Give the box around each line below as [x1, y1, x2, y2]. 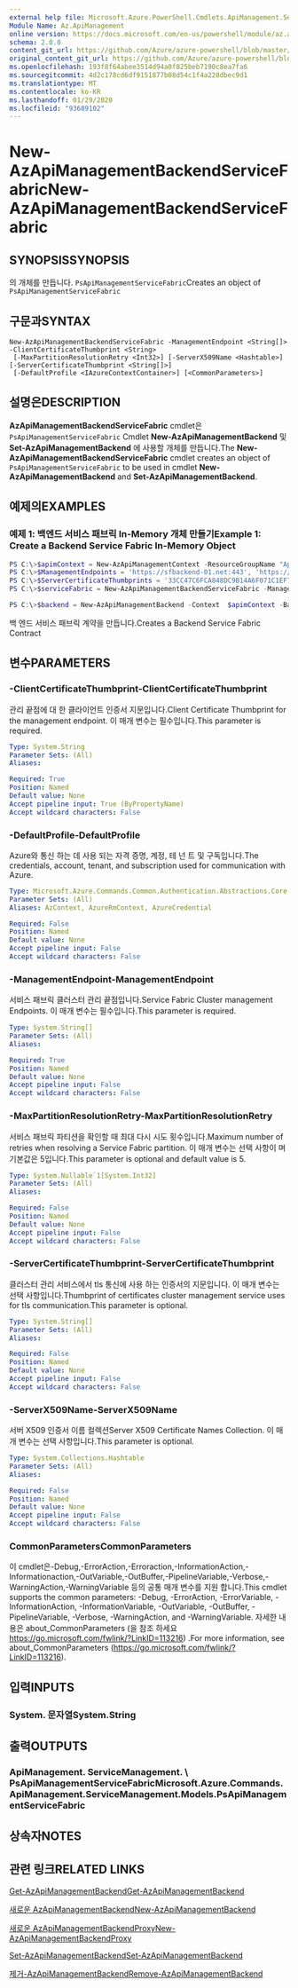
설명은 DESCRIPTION [9, 395, 122, 410]
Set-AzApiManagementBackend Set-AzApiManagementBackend [9, 1950, 243, 1961]
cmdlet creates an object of [169, 452, 271, 462]
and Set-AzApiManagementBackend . [117, 471, 258, 482]
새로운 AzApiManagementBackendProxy [9, 1923, 156, 1934]
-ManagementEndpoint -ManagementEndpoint [9, 973, 215, 985]
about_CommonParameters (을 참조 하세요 [25, 1623, 177, 1634]
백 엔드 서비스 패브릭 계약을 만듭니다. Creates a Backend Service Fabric [9, 618, 262, 628]
